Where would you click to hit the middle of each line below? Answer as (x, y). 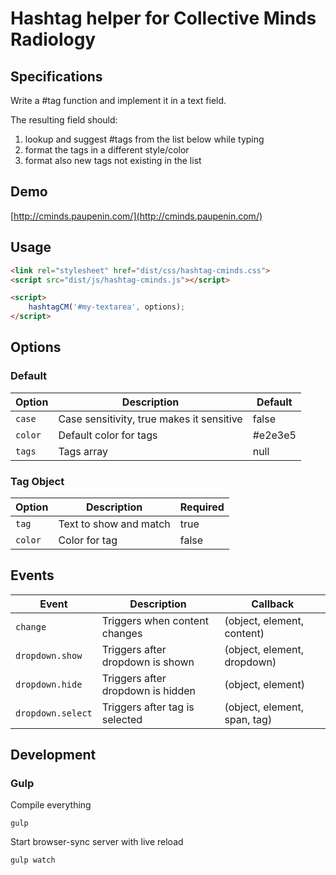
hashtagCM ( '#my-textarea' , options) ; (107, 307)
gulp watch (33, 860)
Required (202, 507)
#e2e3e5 (274, 435)
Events (32, 575)
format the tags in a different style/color (107, 150)
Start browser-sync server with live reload (97, 842)
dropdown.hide (49, 684)
